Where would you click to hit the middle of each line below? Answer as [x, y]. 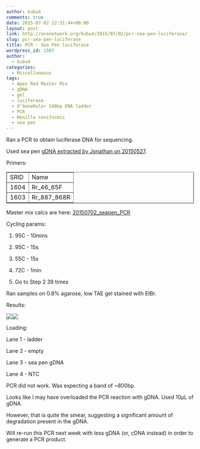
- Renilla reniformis [38, 117]
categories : [21, 67]
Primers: [16, 163]
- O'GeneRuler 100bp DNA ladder [52, 106]
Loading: [17, 328]
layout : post [22, 28]
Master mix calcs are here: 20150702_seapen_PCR [68, 213]
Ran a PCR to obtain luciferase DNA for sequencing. [70, 140]
